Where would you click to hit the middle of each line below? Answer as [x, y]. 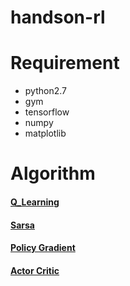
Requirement [65, 63]
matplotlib [45, 133]
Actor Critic [35, 270]
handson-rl [58, 17]
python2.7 [45, 91]
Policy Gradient [43, 248]
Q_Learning [35, 202]
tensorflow [47, 112]
